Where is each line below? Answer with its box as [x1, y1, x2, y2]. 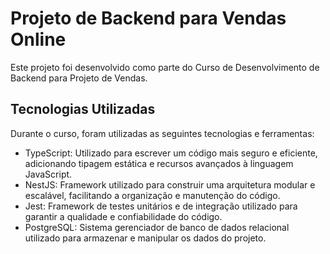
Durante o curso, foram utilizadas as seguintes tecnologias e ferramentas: [10, 127, 315, 139]
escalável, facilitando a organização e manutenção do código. [24, 189, 281, 201]
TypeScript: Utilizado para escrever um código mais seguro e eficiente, [24, 147, 318, 159]
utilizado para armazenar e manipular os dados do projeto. [24, 232, 267, 244]
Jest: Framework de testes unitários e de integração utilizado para [24, 200, 298, 212]
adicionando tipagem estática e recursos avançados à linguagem [24, 157, 294, 169]
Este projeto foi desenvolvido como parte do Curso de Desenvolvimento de [10, 61, 320, 73]
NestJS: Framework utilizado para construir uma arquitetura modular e [24, 178, 316, 191]
